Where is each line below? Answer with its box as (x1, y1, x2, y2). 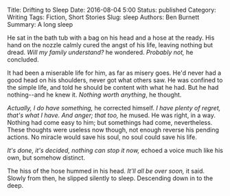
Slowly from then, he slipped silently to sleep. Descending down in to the (7, 174, 214, 182)
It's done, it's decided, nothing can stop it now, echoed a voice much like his (7, 147, 224, 154)
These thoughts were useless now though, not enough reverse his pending (7, 126, 220, 134)
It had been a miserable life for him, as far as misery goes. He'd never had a (7, 69, 222, 77)
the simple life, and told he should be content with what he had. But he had (7, 84, 219, 91)
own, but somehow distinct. (7, 154, 86, 162)
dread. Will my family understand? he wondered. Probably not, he (7, 48, 194, 56)
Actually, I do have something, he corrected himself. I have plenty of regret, (7, 104, 221, 112)
